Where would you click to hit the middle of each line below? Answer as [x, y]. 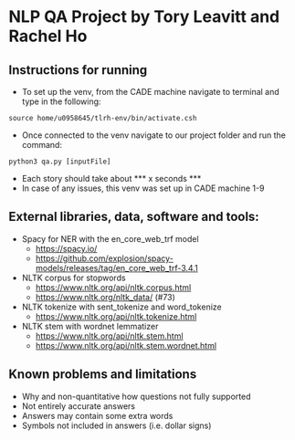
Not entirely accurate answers [79, 406]
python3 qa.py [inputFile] [60, 162]
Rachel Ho [48, 36]
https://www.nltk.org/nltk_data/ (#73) [105, 297]
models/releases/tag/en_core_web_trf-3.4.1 [116, 267]
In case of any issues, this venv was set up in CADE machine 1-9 [143, 188]
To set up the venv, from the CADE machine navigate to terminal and [150, 92]
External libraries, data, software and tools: [134, 217]
